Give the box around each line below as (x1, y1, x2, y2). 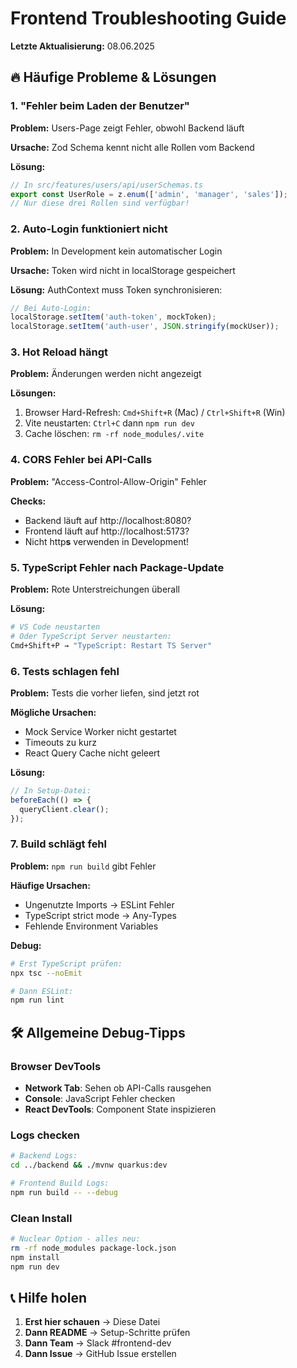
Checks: (10, 495, 47, 507)
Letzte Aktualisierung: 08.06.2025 (10, 40, 155, 52)
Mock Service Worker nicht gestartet (24, 725, 177, 737)
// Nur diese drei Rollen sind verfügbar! (10, 198, 190, 209)
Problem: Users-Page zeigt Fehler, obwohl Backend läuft (10, 122, 245, 134)
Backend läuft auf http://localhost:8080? (24, 514, 192, 526)
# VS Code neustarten (10, 622, 101, 632)
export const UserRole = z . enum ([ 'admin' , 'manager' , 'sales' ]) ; (10, 189, 289, 199)
